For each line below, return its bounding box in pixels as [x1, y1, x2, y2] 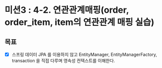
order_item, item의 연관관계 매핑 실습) [4, 17, 155, 28]
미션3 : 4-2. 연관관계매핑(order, [4, 4, 129, 16]
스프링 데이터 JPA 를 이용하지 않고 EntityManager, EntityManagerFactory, [11, 52, 158, 57]
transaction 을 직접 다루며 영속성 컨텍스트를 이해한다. [11, 58, 116, 64]
